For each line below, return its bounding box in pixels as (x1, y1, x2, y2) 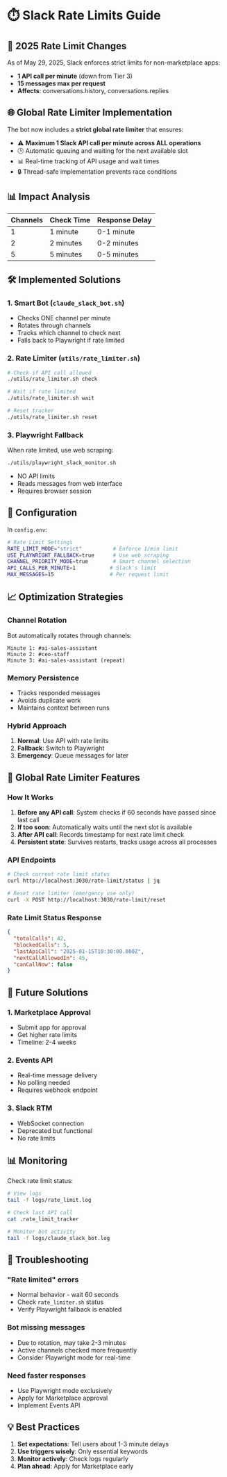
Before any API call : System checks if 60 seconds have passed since (17, 808, 217, 817)
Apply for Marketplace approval (17, 1394, 108, 1402)
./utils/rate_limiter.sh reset (7, 414, 98, 421)
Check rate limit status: (7, 1177, 74, 1185)
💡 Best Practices (7, 1421, 80, 1433)
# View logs (7, 1190, 42, 1198)
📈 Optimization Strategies (7, 591, 124, 603)
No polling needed (17, 1079, 71, 1087)
